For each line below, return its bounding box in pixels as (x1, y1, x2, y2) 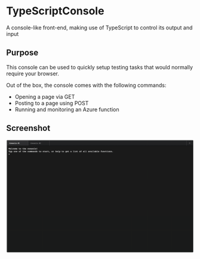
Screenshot (6, 123, 51, 133)
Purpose (6, 48, 39, 58)
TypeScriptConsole (6, 4, 104, 18)
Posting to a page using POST (14, 99, 89, 106)
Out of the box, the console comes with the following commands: (6, 81, 167, 89)
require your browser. (6, 70, 60, 77)
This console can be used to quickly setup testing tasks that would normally (6, 63, 193, 71)
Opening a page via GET (14, 93, 75, 100)
